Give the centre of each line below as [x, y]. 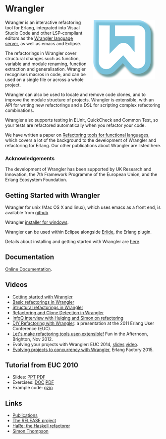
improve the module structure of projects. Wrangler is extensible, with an [80, 99]
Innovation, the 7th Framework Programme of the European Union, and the [81, 175]
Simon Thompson [30, 431]
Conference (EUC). [32, 328]
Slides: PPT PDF [29, 377]
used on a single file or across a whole [45, 80]
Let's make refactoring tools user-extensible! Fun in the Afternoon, [80, 334]
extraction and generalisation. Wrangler [45, 69]
